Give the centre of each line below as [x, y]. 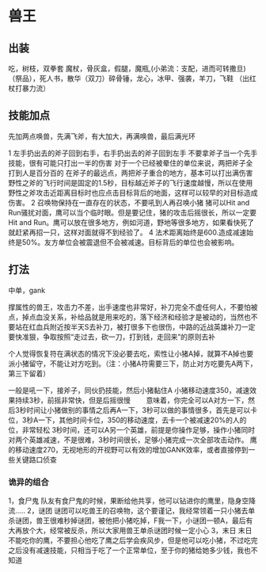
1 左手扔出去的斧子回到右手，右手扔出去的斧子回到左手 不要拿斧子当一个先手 [133, 153]
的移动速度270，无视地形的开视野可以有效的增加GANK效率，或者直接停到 [128, 449]
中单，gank [27, 290]
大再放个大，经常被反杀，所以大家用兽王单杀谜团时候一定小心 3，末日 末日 [130, 530]
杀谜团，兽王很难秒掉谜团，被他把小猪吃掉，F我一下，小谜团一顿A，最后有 [131, 521]
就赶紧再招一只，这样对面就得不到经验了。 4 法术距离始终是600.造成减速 [127, 232]
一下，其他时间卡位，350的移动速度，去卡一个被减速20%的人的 [142, 420]
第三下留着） [29, 373]
